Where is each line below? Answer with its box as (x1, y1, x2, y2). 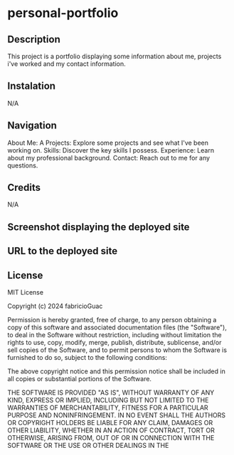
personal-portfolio (7, 5, 119, 21)
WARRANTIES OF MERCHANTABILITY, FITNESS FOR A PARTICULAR (7, 403, 208, 412)
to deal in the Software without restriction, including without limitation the (7, 331, 222, 339)
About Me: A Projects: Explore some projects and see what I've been (7, 138, 208, 147)
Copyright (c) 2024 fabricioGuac (7, 302, 103, 310)
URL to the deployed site (7, 245, 118, 257)
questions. (7, 161, 38, 170)
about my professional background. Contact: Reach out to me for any (7, 153, 211, 162)
